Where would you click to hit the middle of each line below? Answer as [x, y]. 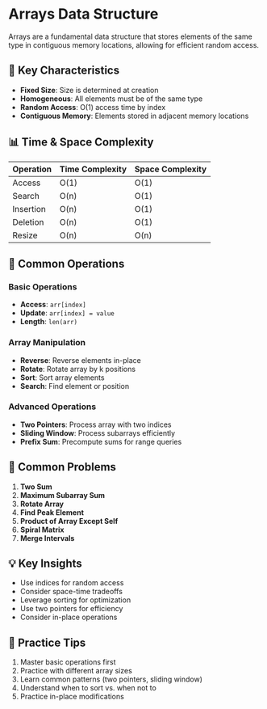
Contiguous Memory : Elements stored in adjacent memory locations [134, 116]
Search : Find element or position [75, 386]
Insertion [29, 209]
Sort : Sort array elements [62, 378]
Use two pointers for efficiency [71, 609]
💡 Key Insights [45, 564]
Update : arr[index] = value [67, 313]
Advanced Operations [52, 407]
